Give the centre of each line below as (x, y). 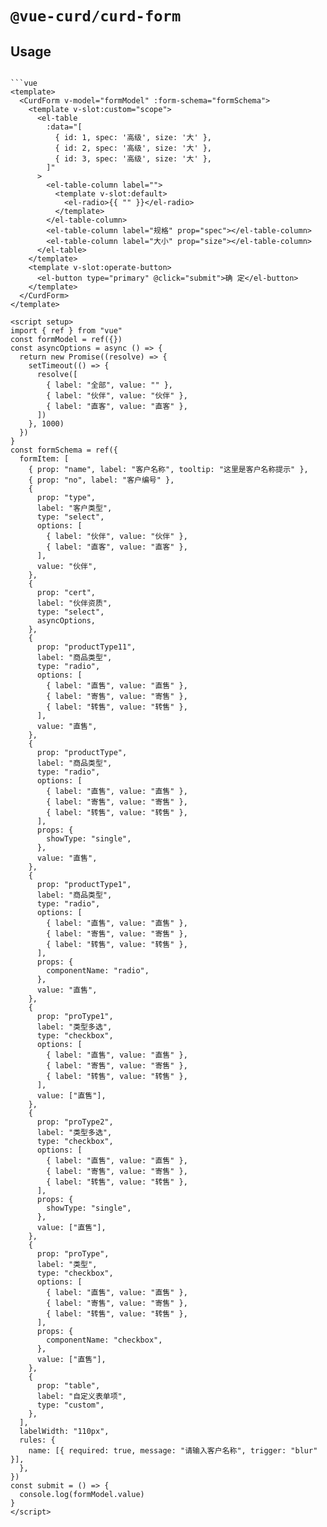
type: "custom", (70, 1405)
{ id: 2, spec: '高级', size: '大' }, (133, 148)
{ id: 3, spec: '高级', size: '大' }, (133, 159)
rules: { (37, 1440)
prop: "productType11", (86, 647)
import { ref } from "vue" (66, 331)
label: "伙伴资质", (74, 603)
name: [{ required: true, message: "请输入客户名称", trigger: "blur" (173, 1451)
